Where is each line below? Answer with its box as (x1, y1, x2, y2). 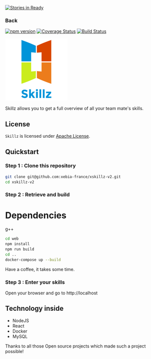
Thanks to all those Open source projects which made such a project (5, 343, 146, 349)
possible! (5, 348, 24, 354)
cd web (5, 236, 19, 241)
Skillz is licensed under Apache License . (5, 133, 90, 139)
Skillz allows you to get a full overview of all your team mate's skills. (5, 105, 144, 111)
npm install (5, 242, 30, 247)
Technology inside (5, 304, 64, 313)
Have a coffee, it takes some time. (5, 266, 75, 272)
